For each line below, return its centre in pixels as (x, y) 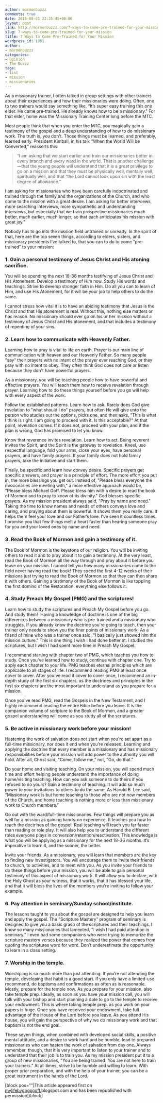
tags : (10, 68)
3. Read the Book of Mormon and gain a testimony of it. (71, 540)
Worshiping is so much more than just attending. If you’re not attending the (80, 973)
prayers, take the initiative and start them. (47, 461)
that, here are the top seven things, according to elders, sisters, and (73, 237)
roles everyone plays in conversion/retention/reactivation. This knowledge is (81, 835)
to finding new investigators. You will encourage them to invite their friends (80, 860)
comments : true (20, 14)
